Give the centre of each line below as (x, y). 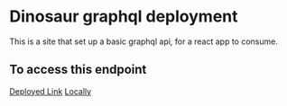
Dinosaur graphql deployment (124, 17)
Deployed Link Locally (51, 91)
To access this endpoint (78, 70)
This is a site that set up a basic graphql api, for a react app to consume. (143, 41)
